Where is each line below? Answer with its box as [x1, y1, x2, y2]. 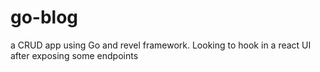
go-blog [10, 6, 79, 29]
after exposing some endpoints [10, 49, 139, 61]
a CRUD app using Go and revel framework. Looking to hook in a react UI [10, 39, 312, 51]
